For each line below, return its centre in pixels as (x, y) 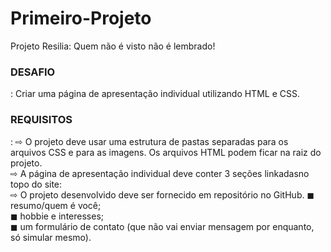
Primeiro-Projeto (81, 18)
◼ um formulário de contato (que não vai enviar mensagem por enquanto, (162, 226)
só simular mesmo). (51, 237)
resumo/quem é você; (56, 205)
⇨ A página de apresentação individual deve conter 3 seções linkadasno (160, 173)
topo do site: (36, 184)
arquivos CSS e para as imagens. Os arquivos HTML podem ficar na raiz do (166, 152)
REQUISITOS (41, 120)
